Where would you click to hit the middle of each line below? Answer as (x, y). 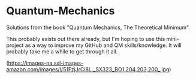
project (15, 45)
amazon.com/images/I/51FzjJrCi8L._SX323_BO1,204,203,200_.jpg (88, 69)
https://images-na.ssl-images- (46, 63)
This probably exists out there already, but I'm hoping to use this (86, 39)
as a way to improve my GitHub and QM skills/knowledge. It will (103, 45)
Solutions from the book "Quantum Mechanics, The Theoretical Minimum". (98, 27)
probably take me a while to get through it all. (62, 51)
